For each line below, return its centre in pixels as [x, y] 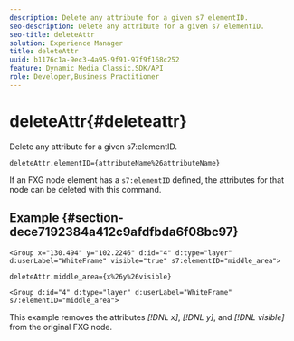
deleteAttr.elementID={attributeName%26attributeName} [115, 163]
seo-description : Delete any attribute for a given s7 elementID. [137, 26]
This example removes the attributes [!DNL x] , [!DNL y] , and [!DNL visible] [147, 317]
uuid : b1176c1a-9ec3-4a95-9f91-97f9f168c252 [95, 60]
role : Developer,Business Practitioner [85, 77]
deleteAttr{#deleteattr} [98, 121]
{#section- [93, 218]
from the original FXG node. [61, 327]
